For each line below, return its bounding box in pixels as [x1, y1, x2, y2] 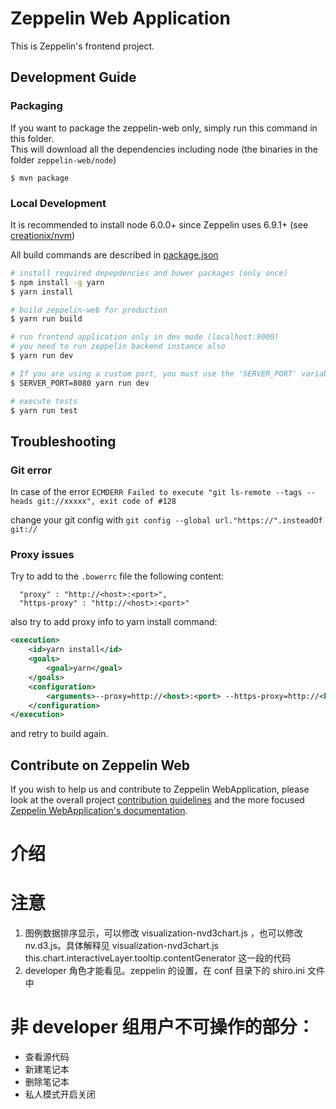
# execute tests [10, 396, 78, 406]
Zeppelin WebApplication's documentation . [10, 805, 188, 817]
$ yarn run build [10, 314, 83, 324]
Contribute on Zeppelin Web [10, 757, 191, 774]
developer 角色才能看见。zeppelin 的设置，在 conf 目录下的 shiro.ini [24, 965, 305, 977]
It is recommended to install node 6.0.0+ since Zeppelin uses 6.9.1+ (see [10, 218, 309, 231]
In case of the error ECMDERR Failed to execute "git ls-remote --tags [10, 486, 303, 498]
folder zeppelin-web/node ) [10, 153, 117, 166]
